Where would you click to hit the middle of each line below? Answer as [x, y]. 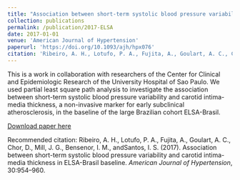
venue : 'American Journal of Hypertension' [73, 41]
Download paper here [39, 126]
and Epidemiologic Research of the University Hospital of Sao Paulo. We [114, 81]
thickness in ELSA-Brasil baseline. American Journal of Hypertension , [130, 162]
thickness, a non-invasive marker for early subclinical [106, 104]
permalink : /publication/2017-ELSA [60, 27]
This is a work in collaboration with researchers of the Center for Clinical [114, 74]
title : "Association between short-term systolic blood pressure [106, 14]
